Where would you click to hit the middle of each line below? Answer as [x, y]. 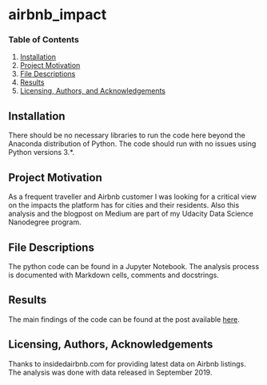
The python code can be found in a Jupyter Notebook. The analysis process [134, 266]
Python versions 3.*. [41, 153]
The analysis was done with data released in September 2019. [110, 372]
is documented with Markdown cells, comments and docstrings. [114, 275]
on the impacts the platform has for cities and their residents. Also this [124, 205]
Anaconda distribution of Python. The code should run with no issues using [132, 144]
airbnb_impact [58, 15]
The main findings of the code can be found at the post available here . [124, 319]
